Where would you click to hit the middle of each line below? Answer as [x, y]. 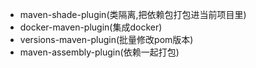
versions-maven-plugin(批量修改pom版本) [106, 39]
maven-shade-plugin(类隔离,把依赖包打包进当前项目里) [133, 14]
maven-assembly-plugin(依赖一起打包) [99, 52]
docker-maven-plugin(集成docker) [91, 27]
